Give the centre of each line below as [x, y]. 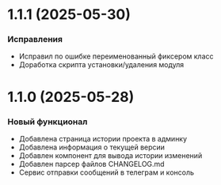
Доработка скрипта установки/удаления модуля [101, 65]
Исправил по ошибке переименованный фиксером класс [116, 56]
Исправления [35, 40]
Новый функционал [48, 122]
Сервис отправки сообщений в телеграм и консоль [107, 172]
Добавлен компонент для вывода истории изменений [110, 155]
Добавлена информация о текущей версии [92, 147]
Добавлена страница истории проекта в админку [103, 138]
